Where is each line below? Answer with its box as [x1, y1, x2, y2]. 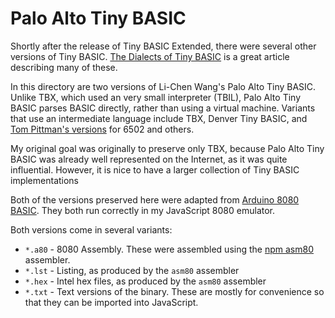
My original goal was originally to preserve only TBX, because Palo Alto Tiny [10, 142, 325, 154]
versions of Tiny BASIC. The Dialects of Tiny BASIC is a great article [10, 50, 290, 62]
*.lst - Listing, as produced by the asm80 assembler [24, 264, 240, 276]
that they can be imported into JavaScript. [24, 296, 199, 308]
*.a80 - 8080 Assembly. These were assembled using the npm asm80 [24, 243, 314, 255]
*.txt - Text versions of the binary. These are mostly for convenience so [24, 285, 325, 297]
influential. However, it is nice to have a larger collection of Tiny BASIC [10, 163, 300, 176]
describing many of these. [10, 61, 118, 73]
